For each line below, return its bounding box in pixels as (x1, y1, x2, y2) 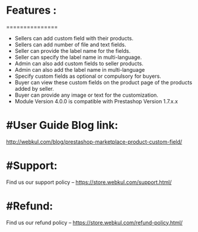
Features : (6, 4, 57, 17)
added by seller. (14, 85, 55, 92)
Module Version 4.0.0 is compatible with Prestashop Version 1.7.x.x (14, 97, 178, 104)
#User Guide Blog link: (6, 119, 119, 132)
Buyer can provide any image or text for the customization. (14, 91, 159, 98)
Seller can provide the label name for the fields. (14, 47, 131, 54)
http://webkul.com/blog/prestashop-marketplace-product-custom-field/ (6, 138, 183, 145)
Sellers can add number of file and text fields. (14, 41, 126, 48)
